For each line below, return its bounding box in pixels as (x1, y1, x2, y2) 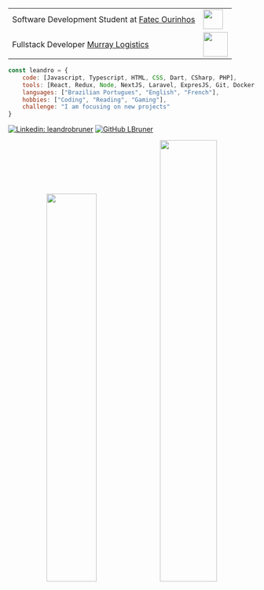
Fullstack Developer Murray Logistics (12, 39, 149, 49)
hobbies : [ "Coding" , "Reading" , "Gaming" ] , (22, 96, 167, 104)
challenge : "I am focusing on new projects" (22, 103, 170, 111)
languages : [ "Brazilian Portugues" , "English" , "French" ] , (22, 88, 220, 97)
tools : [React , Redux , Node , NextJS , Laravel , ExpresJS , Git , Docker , (22, 81, 258, 89)
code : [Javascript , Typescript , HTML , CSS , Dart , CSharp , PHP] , (22, 74, 237, 82)
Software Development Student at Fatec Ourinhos (12, 14, 196, 24)
